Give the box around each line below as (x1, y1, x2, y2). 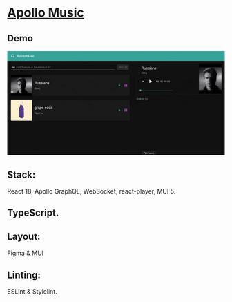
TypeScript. (7, 207, 59, 219)
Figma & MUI (7, 249, 44, 257)
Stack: (7, 169, 36, 180)
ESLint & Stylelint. (7, 287, 57, 296)
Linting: (7, 269, 41, 281)
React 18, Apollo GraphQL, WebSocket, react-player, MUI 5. (7, 187, 176, 196)
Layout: (7, 230, 41, 243)
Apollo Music (7, 5, 84, 21)
